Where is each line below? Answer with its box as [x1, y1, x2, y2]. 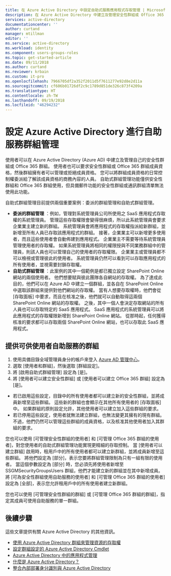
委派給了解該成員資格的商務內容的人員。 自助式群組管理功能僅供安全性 [14, 176, 163, 182]
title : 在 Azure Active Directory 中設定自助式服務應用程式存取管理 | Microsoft [5, 7, 168, 13]
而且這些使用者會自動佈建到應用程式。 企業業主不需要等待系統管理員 [21, 236, 166, 242]
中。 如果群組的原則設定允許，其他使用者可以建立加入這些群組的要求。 [12, 405, 161, 411]
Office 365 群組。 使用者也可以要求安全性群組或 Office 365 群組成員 [15, 163, 159, 169]
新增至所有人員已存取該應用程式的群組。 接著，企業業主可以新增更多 [12, 229, 157, 236]
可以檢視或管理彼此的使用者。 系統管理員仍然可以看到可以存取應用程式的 [12, 255, 166, 261]
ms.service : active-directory [5, 41, 70, 46]
